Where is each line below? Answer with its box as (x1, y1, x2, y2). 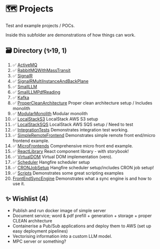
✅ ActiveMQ (12, 62, 38, 68)
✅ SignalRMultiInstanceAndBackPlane (12, 78, 89, 84)
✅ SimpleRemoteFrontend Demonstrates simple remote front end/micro (12, 132, 156, 138)
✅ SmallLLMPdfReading (12, 89, 61, 95)
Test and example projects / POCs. (5, 22, 75, 29)
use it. (12, 180, 25, 186)
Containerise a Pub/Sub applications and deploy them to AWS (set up (12, 223, 152, 229)
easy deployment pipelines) (12, 228, 68, 234)
